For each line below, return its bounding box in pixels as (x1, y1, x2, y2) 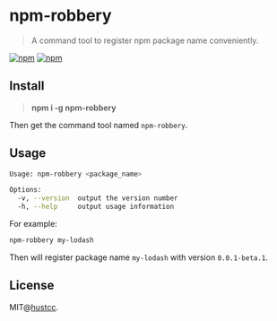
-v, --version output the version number (17, 194, 178, 203)
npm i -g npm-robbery (30, 102, 117, 113)
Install (9, 78, 45, 94)
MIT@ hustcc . (9, 301, 58, 312)
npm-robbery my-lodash (9, 236, 94, 245)
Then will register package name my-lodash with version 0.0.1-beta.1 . (9, 252, 269, 263)
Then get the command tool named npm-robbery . (9, 119, 188, 130)
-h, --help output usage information (17, 203, 175, 212)
